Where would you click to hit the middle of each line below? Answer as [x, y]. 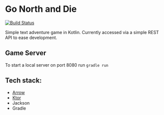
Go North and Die [41, 9]
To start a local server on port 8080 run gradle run [57, 65]
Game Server [26, 53]
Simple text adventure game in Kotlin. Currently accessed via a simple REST [82, 32]
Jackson [21, 103]
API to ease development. [31, 38]
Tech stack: [23, 81]
